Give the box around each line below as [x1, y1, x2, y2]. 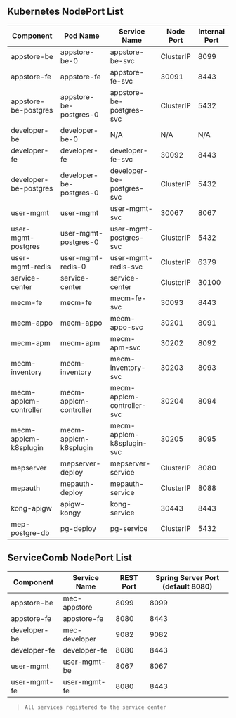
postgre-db [11, 527, 50, 537]
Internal [198, 26, 225, 36]
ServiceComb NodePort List [7, 552, 132, 564]
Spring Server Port [155, 572, 220, 582]
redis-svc [110, 262, 143, 271]
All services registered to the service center [24, 703, 166, 711]
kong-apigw [11, 503, 53, 513]
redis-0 [60, 262, 86, 271]
